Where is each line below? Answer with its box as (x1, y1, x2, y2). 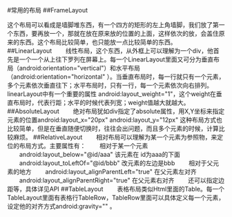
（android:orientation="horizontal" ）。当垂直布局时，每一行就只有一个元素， (7, 73, 225, 81)
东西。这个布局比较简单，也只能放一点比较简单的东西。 (19, 38, 177, 46)
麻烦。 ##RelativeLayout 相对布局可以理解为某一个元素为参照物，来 (12, 133, 217, 141)
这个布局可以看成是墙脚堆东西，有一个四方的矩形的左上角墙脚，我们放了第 (7, 21, 219, 29)
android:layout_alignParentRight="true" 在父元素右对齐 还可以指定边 (19, 176, 224, 185)
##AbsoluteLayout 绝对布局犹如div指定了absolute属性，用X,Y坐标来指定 (7, 107, 225, 115)
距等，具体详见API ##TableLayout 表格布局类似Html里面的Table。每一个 (7, 185, 225, 193)
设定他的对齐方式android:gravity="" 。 (7, 202, 116, 210)
